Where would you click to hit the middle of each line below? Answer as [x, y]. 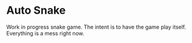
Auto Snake [36, 10]
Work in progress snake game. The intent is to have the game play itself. [96, 27]
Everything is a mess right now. [45, 33]
